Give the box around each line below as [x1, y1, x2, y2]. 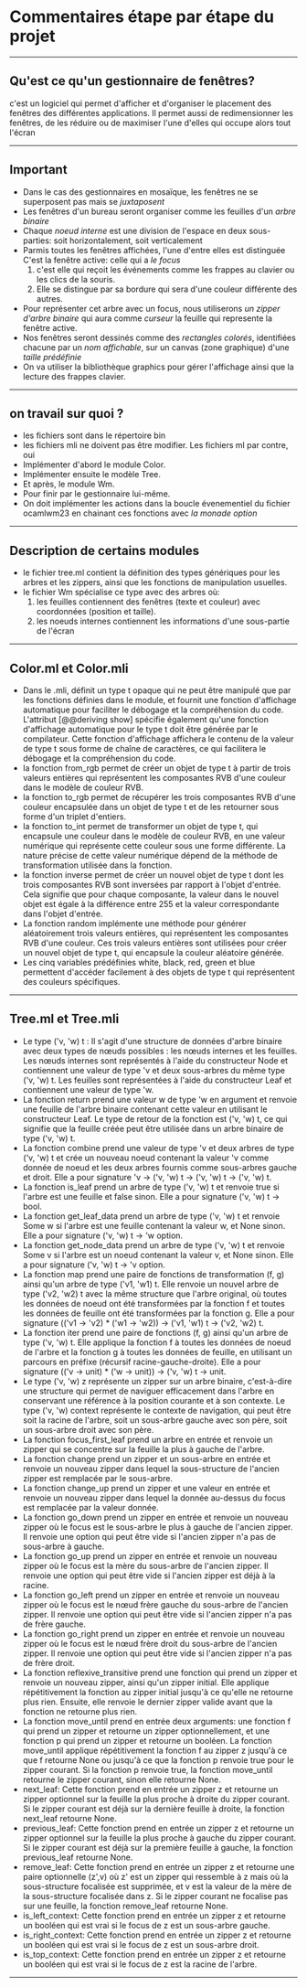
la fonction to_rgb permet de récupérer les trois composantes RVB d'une [22, 792, 296, 802]
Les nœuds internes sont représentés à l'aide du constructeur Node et [22, 1054, 289, 1066]
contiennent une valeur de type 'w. [22, 1084, 154, 1095]
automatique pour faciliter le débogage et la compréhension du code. [22, 704, 284, 715]
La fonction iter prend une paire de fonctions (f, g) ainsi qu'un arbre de [22, 1327, 289, 1338]
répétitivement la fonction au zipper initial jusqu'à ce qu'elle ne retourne [22, 1686, 294, 1697]
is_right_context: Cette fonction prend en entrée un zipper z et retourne [22, 1929, 291, 1940]
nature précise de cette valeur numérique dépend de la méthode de [22, 850, 279, 860]
